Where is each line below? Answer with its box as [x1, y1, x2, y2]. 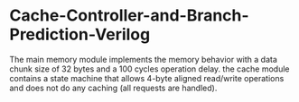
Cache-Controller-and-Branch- [9, 5, 250, 26]
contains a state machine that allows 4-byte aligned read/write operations [9, 72, 285, 83]
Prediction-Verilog [9, 24, 151, 45]
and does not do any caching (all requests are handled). [9, 82, 218, 93]
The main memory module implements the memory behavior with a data [9, 54, 278, 64]
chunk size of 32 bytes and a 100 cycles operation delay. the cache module [9, 64, 290, 74]
